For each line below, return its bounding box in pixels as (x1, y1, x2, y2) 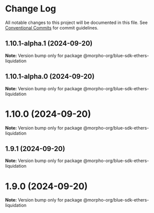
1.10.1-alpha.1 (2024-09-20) (5, 39, 93, 48)
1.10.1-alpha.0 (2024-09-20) (5, 72, 95, 81)
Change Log (5, 3, 56, 14)
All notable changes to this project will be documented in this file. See (5, 19, 148, 25)
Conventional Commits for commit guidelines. (5, 24, 98, 30)
